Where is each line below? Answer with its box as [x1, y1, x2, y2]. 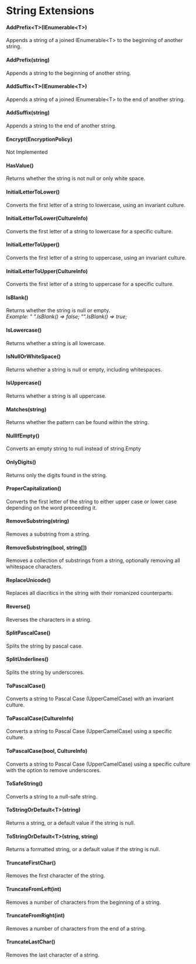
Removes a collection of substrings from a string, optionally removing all [6, 557, 180, 564]
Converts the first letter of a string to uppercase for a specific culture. [6, 281, 174, 288]
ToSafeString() [6, 780, 43, 787]
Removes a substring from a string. [6, 531, 91, 538]
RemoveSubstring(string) [6, 518, 70, 525]
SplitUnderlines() [6, 656, 49, 663]
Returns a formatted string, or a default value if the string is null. [6, 846, 160, 853]
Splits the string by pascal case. [6, 642, 83, 649]
